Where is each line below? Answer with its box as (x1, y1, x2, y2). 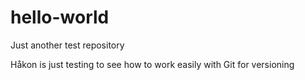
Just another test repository (10, 39, 125, 51)
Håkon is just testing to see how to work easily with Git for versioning (10, 58, 295, 70)
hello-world (10, 6, 110, 29)
